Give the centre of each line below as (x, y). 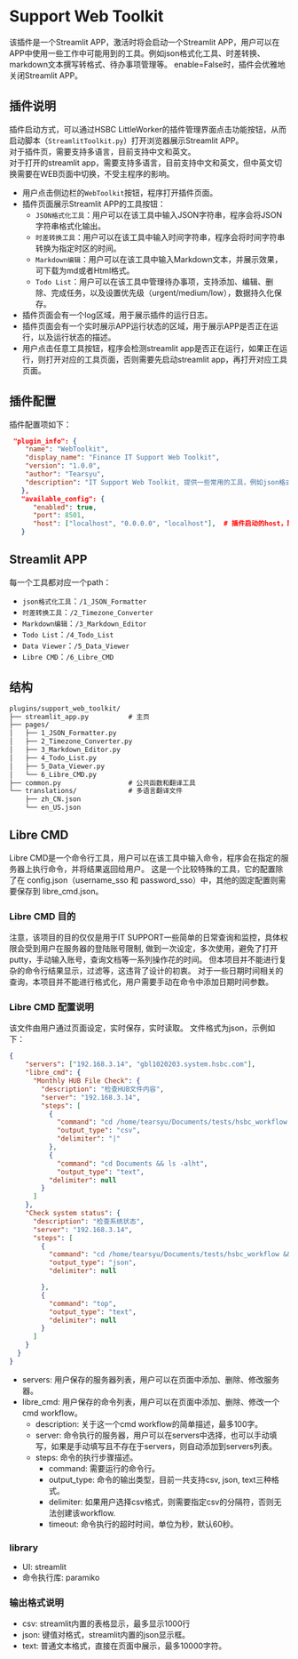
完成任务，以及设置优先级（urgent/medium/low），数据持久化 (163, 293)
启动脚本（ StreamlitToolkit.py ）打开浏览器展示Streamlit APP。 (126, 140)
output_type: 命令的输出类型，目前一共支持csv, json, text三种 (160, 1479)
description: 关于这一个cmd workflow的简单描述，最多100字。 (149, 1423)
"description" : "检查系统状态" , (88, 1221)
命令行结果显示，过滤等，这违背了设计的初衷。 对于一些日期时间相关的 (154, 971)
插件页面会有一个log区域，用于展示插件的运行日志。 (117, 315)
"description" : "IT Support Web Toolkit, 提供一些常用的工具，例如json (152, 482)
